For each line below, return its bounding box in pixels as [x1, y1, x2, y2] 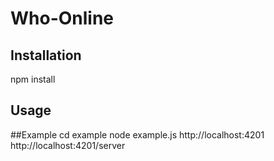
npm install [10, 73, 56, 85]
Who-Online [10, 7, 115, 30]
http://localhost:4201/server [10, 139, 126, 151]
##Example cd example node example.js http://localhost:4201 [10, 128, 265, 141]
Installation [10, 47, 82, 64]
